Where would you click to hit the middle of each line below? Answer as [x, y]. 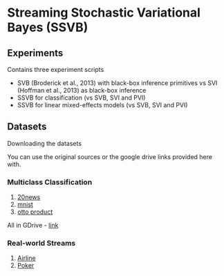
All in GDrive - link [33, 226]
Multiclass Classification [50, 182]
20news [29, 197]
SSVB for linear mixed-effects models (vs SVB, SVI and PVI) [102, 105]
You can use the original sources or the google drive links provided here [110, 156]
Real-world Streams [41, 243]
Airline [26, 258]
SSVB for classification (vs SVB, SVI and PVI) [81, 98]
